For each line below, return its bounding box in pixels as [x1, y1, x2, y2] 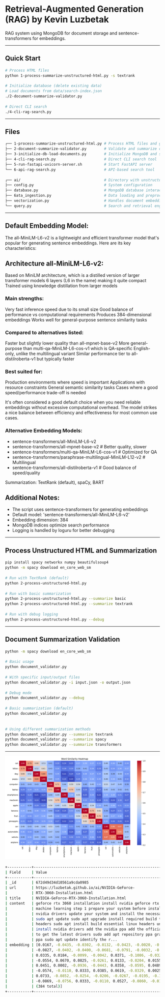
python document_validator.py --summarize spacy [5, 737, 107, 742]
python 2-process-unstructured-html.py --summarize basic [5, 596, 126, 601]
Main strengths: [5, 295, 44, 302]
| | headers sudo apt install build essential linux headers [5, 922, 155, 927]
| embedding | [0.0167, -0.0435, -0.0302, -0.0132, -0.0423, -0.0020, [5, 942, 153, 947]
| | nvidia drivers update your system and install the [5, 911, 144, 916]
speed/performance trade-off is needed [5, 390, 86, 396]
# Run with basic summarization [5, 591, 71, 596]
